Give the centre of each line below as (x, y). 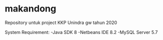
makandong (30, 9)
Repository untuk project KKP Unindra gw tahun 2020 (61, 22)
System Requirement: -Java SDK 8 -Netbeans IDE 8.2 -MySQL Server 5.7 (81, 32)
